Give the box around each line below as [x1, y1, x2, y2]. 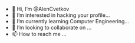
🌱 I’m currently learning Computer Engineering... [11, 18, 130, 24]
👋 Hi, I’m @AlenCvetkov [11, 6, 70, 12]
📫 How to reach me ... [11, 31, 67, 37]
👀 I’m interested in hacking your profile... [11, 12, 110, 19]
